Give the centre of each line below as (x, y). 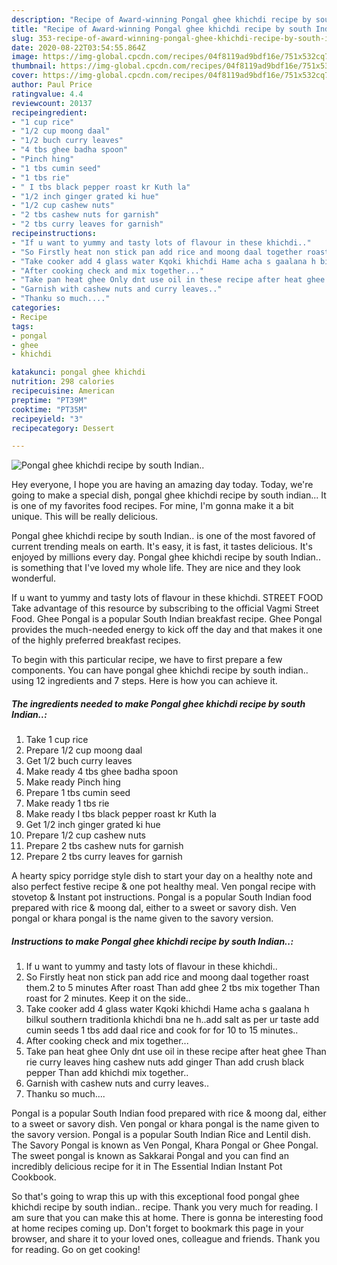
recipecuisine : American (63, 391)
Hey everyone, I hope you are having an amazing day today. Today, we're (162, 485)
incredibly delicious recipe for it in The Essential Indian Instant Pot (147, 1167)
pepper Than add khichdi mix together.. (107, 1073)
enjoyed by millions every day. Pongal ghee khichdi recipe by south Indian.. (166, 557)
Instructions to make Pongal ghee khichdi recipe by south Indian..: (152, 941)
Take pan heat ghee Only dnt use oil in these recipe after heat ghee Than (176, 1052)
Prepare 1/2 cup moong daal (84, 750)
